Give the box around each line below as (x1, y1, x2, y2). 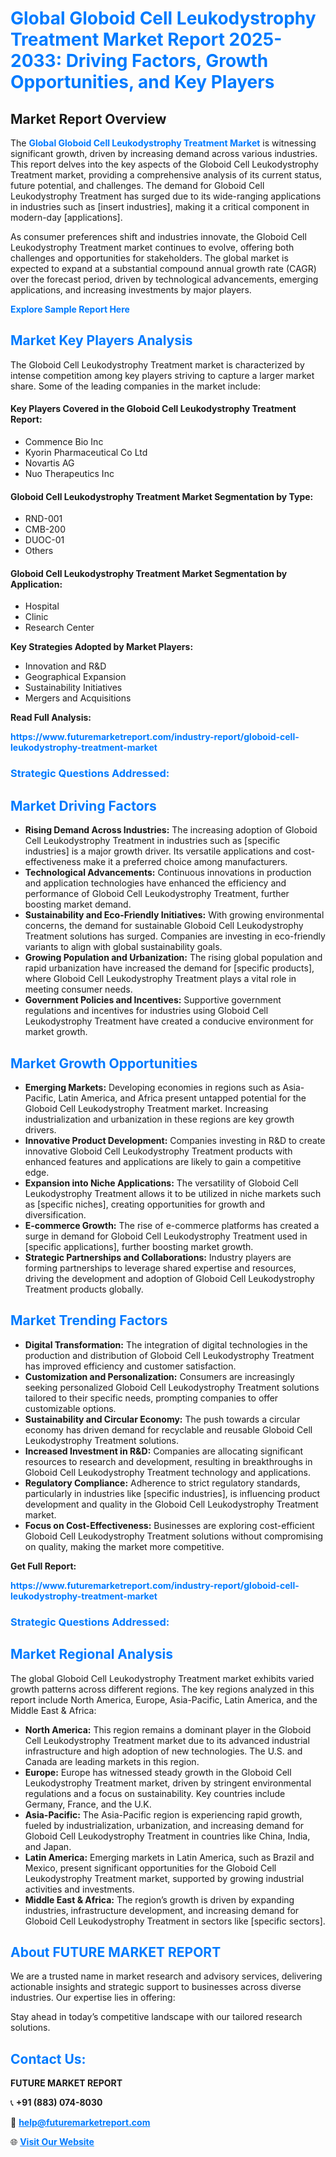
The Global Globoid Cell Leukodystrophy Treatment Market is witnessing (10, 137, 317, 149)
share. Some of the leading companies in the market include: (10, 380, 261, 392)
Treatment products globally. (24, 1283, 144, 1295)
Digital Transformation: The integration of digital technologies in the (24, 1338, 308, 1351)
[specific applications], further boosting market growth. (24, 1240, 254, 1252)
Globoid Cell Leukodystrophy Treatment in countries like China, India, (24, 1830, 311, 1842)
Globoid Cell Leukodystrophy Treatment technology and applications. (24, 1466, 311, 1478)
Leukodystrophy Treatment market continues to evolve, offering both (10, 242, 295, 253)
